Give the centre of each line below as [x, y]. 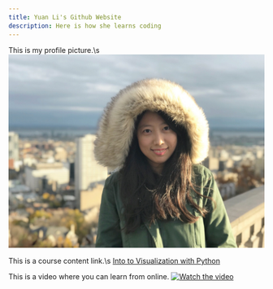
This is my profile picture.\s [54, 50]
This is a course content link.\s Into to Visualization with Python [115, 261]
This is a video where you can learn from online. [89, 277]
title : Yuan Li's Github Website [65, 17]
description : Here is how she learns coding [85, 26]
